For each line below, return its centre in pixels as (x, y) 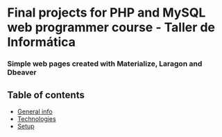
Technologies (37, 118)
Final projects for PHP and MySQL (106, 13)
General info (35, 111)
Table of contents (46, 95)
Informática (42, 42)
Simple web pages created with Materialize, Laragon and (105, 64)
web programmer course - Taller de (111, 27)
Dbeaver (22, 73)
